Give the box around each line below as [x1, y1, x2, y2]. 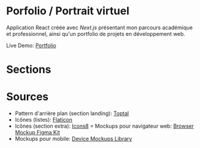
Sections [6, 63, 51, 76]
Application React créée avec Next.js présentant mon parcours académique [6, 24, 193, 31]
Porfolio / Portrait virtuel [6, 4, 130, 18]
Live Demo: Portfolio [6, 42, 57, 49]
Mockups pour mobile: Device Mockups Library [14, 135, 132, 143]
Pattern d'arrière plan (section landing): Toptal [14, 110, 129, 117]
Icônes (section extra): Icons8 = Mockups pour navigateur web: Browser [14, 122, 194, 129]
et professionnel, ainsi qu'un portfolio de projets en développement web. [6, 30, 186, 37]
